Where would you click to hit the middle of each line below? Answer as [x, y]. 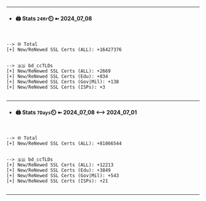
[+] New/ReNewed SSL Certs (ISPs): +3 [56, 87]
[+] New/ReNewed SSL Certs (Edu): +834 [57, 77]
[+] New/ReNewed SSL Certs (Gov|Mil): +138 [63, 82]
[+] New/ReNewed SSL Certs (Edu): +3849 [59, 170]
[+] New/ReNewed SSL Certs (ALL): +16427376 [64, 50]
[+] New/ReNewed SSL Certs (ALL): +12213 [60, 165]
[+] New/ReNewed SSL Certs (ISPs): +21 [57, 181]
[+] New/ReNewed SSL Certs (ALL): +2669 [59, 71]
